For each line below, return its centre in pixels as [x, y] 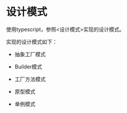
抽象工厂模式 [30, 54]
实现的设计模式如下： [32, 42]
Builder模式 [28, 66]
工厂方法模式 [30, 79]
